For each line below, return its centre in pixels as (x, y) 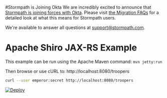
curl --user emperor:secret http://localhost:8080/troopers (69, 80)
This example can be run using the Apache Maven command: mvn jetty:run (84, 61)
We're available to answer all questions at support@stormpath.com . (75, 27)
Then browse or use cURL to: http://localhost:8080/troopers (67, 71)
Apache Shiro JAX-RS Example (71, 48)
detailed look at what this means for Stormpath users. (61, 18)
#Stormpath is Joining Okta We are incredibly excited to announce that (78, 7)
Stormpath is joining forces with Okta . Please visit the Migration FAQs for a (82, 12)
